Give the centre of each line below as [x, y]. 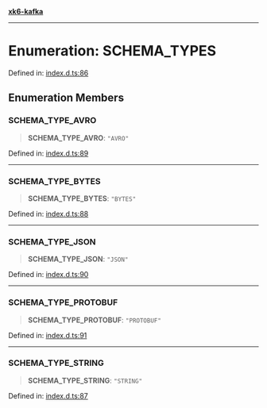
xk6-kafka [26, 12]
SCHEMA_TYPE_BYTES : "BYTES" [82, 198]
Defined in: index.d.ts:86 [48, 73]
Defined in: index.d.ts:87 [48, 395]
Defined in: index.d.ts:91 [48, 335]
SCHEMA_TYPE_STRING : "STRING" [85, 380]
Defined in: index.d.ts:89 [48, 153]
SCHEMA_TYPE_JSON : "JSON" [78, 259]
